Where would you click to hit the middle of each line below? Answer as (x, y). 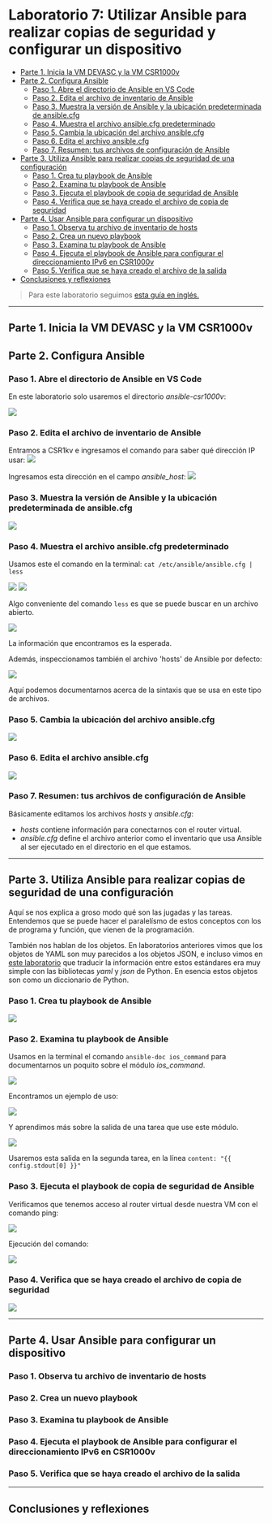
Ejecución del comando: (49, 1244)
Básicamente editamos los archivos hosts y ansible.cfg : (101, 813)
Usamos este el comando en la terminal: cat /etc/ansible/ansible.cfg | (131, 564)
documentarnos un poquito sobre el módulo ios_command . (107, 1065)
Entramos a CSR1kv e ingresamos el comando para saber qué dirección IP (132, 450)
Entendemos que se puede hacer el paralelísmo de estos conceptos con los (135, 920)
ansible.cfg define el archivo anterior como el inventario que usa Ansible (141, 838)
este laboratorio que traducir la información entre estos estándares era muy (134, 962)
